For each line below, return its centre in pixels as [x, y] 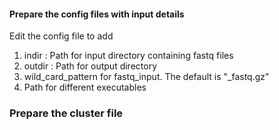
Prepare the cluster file [66, 113]
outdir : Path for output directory [90, 66]
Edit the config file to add [61, 36]
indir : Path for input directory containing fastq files [128, 56]
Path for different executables [85, 87]
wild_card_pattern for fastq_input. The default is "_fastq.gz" [146, 77]
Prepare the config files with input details [97, 14]
